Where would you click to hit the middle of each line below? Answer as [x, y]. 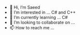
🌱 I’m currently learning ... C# [39, 17]
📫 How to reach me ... [32, 28]
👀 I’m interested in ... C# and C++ [43, 12]
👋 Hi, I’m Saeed [25, 7]
